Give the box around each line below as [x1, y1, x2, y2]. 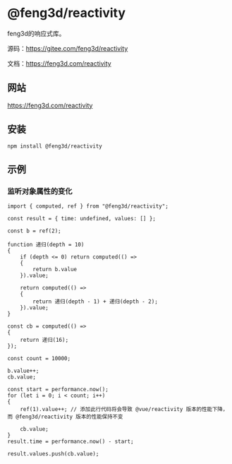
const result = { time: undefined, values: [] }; [7, 215, 157, 222]
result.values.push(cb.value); [7, 451, 99, 458]
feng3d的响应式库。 [7, 29, 66, 37]
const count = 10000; [7, 355, 71, 362]
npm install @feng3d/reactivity [7, 143, 102, 150]
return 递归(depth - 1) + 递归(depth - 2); [32, 298, 159, 305]
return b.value [32, 266, 78, 273]
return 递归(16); [20, 337, 69, 344]
